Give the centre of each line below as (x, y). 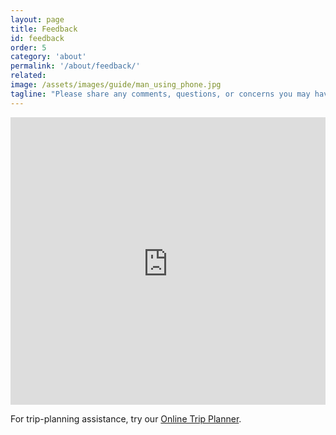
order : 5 (28, 47)
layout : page (37, 19)
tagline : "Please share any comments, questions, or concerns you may (160, 94)
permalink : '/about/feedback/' (75, 66)
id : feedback (37, 38)
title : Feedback (44, 29)
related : (28, 76)
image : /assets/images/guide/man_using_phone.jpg (116, 85)
